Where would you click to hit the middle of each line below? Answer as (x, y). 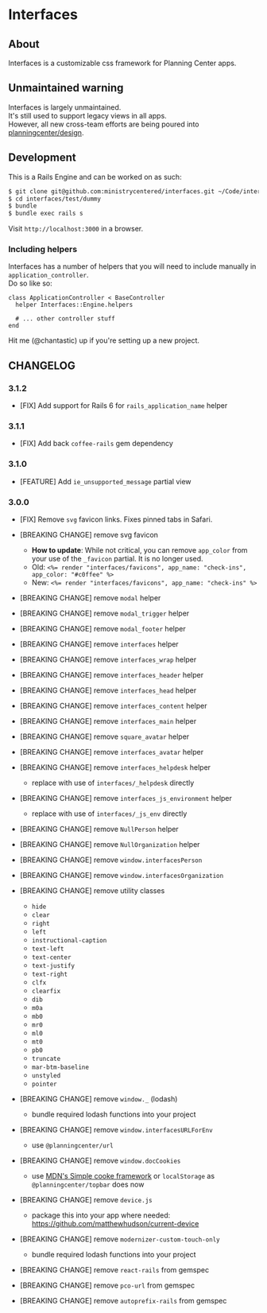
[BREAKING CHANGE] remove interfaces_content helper (113, 706)
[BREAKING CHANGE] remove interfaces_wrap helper (108, 659)
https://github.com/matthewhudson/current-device (115, 1224)
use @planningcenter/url (72, 1145)
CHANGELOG (42, 365)
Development (43, 158)
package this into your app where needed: (101, 1215)
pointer (44, 1084)
